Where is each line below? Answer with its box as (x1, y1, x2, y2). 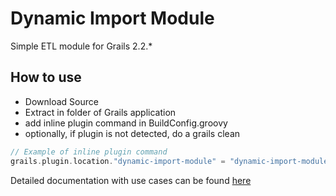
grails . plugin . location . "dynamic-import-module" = (10, 156, 226, 166)
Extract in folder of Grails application (24, 106, 177, 118)
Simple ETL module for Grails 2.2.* (10, 40, 153, 52)
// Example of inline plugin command (10, 147, 168, 157)
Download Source (24, 95, 99, 107)
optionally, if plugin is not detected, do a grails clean (24, 127, 241, 139)
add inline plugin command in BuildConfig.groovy (24, 117, 228, 129)
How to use (10, 69, 82, 86)
